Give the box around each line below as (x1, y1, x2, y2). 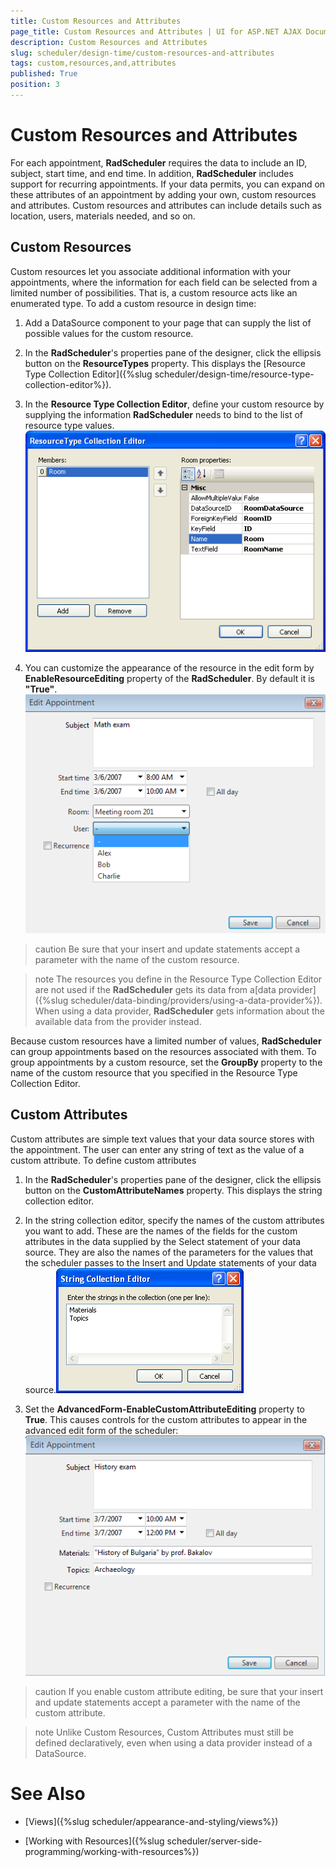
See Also (10, 1783, 86, 1805)
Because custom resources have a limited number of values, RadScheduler (10, 1035, 322, 1047)
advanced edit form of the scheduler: (24, 1424, 179, 1436)
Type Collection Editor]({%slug (24, 368, 153, 380)
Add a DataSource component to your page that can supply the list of (24, 316, 312, 329)
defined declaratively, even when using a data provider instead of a (34, 1736, 313, 1749)
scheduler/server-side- (166, 1835, 263, 1847)
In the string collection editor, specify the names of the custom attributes (24, 1214, 325, 1226)
